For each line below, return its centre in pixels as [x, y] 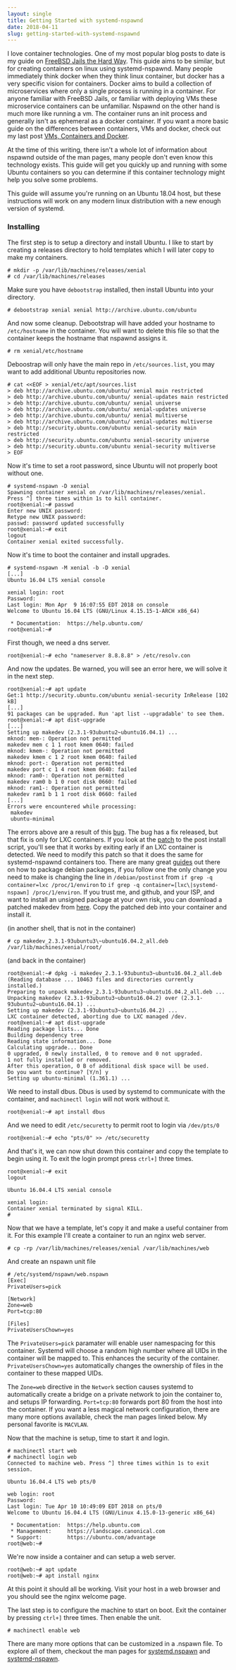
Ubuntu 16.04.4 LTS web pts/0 [52, 1481]
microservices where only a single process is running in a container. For [112, 91]
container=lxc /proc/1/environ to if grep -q [73, 884]
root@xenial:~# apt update [47, 689]
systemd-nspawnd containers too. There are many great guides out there [114, 861]
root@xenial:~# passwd [41, 505]
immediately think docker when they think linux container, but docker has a [116, 76]
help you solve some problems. [53, 180]
